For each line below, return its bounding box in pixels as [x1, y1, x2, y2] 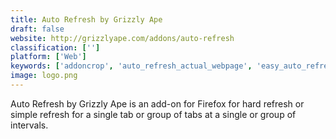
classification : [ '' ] [10, 42, 101, 53]
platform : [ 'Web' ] [10, 52, 87, 62]
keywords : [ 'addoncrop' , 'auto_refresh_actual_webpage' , [10, 61, 253, 71]
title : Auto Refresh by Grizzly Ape [10, 14, 163, 25]
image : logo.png [10, 71, 78, 81]
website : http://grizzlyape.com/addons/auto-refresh [10, 33, 235, 43]
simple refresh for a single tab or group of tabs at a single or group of [10, 108, 297, 120]
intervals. [10, 119, 49, 131]
